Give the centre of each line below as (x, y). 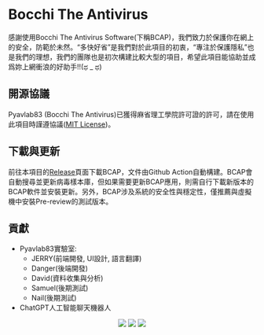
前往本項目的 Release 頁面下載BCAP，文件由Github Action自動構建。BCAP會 (130, 171)
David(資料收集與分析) (67, 278)
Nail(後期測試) (54, 298)
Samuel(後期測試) (60, 288)
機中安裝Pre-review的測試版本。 (60, 201)
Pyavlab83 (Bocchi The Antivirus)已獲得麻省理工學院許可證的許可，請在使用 (131, 114)
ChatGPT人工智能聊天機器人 (65, 307)
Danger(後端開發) (60, 268)
